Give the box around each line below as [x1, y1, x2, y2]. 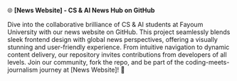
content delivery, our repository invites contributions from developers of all [7, 50, 227, 59]
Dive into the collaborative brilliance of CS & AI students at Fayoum [7, 21, 204, 28]
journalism [7, 65, 38, 74]
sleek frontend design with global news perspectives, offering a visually [7, 36, 218, 43]
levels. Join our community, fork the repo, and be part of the [7, 58, 184, 66]
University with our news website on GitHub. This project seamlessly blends [7, 28, 231, 36]
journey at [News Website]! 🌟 [39, 65, 125, 74]
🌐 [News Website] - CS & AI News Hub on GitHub [7, 6, 155, 14]
